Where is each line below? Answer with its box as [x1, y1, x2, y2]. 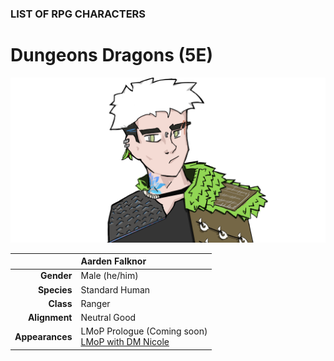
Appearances [14, 330, 73, 342]
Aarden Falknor [80, 255, 147, 267]
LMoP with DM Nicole [80, 336, 170, 348]
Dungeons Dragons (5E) [10, 44, 214, 67]
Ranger [80, 297, 111, 309]
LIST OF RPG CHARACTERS [10, 7, 147, 21]
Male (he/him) [80, 270, 139, 282]
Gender [40, 270, 73, 282]
